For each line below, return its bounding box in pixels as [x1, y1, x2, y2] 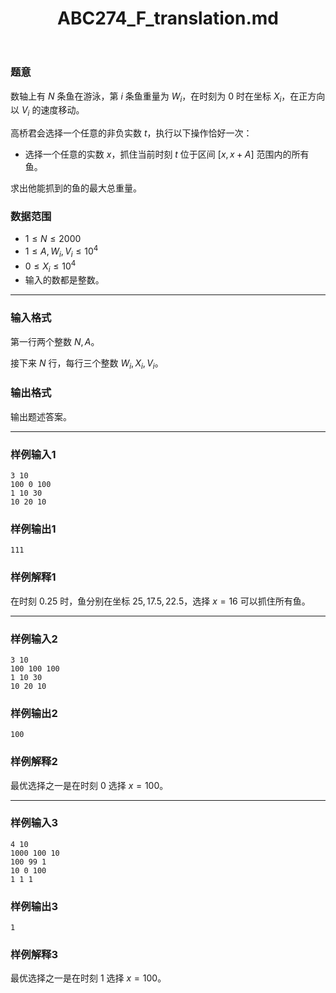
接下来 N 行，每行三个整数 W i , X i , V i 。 [10, 357, 164, 371]
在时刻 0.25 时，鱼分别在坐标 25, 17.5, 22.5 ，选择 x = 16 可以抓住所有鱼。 [10, 595, 311, 607]
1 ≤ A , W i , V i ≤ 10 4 [24, 243, 99, 259]
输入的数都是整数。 [24, 274, 105, 286]
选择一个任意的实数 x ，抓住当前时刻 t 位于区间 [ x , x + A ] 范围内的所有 [24, 148, 310, 161]
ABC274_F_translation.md [57, 7, 279, 30]
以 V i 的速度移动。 [10, 104, 85, 119]
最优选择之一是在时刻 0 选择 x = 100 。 [10, 779, 169, 791]
